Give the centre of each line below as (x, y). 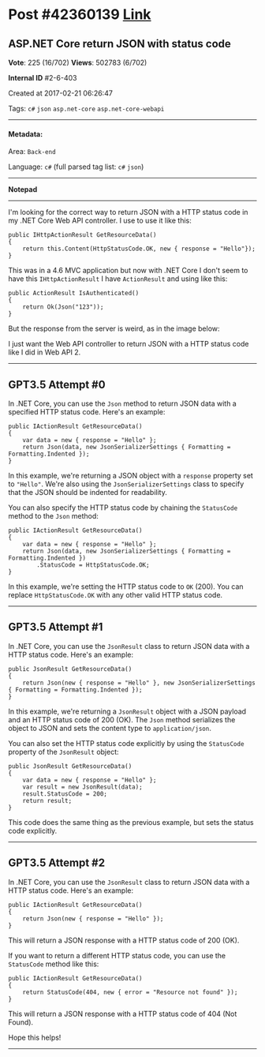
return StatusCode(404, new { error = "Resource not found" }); (130, 992)
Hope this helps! (35, 1037)
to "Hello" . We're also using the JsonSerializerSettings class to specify (126, 484)
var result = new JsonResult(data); (83, 787)
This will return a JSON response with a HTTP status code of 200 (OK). (124, 940)
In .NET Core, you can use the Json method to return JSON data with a (122, 403)
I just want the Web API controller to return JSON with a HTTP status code (129, 344)
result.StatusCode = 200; (65, 794)
